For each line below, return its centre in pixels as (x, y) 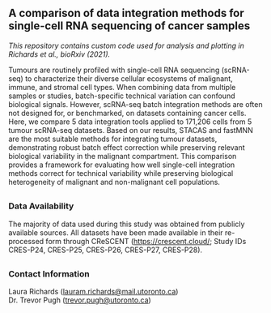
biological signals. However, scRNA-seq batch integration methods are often (135, 104)
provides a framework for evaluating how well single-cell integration (122, 165)
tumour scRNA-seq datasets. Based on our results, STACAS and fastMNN (131, 130)
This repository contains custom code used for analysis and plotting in (126, 45)
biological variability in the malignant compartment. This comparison (123, 156)
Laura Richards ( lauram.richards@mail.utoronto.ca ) (93, 292)
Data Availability (41, 206)
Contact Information (49, 273)
